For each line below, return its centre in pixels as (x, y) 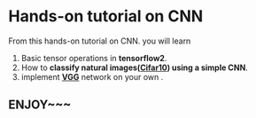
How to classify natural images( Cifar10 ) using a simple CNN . (135, 67)
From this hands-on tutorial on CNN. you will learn (100, 41)
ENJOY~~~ (40, 105)
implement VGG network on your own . (92, 76)
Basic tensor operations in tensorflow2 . (94, 58)
